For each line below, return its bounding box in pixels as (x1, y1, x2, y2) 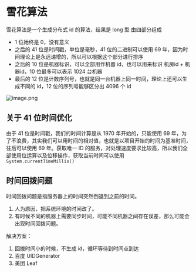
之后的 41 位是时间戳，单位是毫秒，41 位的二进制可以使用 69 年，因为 (14, 45, 183, 53)
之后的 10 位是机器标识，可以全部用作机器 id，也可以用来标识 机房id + (14, 60, 184, 68)
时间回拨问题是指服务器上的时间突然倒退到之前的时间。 (6, 193, 140, 200)
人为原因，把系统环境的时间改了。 (14, 205, 97, 212)
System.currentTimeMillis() (6, 158, 75, 164)
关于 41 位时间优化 (6, 113, 72, 123)
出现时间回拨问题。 (14, 220, 62, 227)
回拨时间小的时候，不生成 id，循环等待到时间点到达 (14, 245, 139, 252)
